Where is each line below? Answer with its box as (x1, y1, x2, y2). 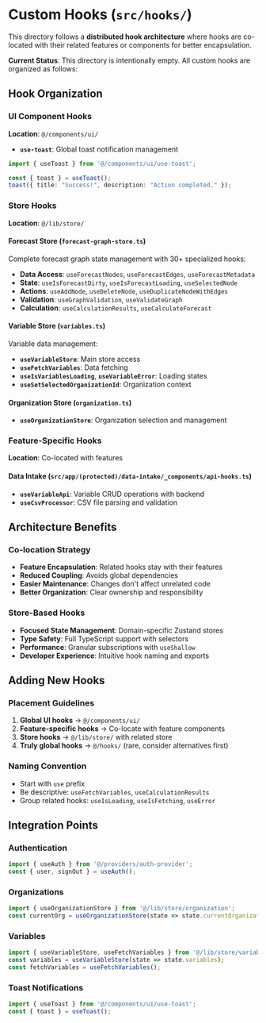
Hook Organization (8, 87, 103, 101)
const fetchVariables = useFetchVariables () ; (8, 963, 161, 971)
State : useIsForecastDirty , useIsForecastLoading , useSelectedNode (19, 278, 238, 287)
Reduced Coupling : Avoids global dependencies (19, 571, 178, 580)
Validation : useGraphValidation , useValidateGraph (19, 294, 183, 304)
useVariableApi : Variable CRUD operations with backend (19, 489, 205, 498)
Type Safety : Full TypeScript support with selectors (19, 633, 188, 644)
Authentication (8, 842, 67, 853)
